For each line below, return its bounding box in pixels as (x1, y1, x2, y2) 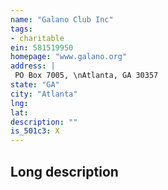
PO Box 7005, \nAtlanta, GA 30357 (14, 71, 159, 81)
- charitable (10, 33, 65, 43)
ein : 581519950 (10, 42, 74, 53)
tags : (10, 24, 33, 34)
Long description (10, 163, 119, 180)
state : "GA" (10, 80, 60, 90)
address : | (10, 61, 56, 71)
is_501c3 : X (10, 126, 60, 136)
